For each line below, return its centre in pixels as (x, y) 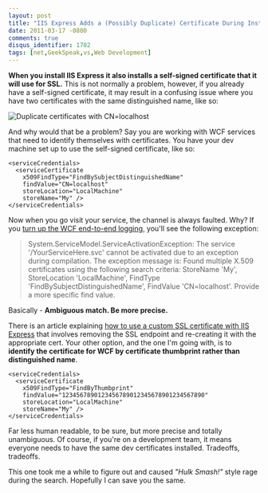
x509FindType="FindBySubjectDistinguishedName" (103, 177)
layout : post (30, 16)
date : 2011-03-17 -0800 (48, 30)
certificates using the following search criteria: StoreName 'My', (132, 269)
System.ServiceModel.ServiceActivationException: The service (131, 244)
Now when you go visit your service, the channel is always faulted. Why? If (131, 220)
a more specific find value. (71, 295)
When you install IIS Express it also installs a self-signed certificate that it (133, 75)
